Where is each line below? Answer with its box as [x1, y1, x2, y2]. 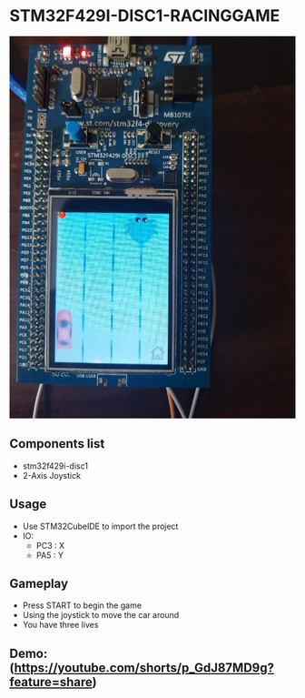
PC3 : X [35, 540, 65, 551]
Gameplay [9, 575, 69, 592]
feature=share [9, 674, 93, 690]
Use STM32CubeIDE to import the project [22, 521, 179, 531]
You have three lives [22, 620, 99, 631]
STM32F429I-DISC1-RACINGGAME [9, 5, 280, 26]
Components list [9, 436, 105, 451]
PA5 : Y [35, 550, 64, 561]
